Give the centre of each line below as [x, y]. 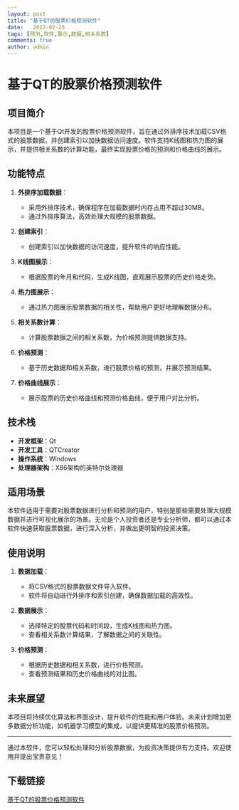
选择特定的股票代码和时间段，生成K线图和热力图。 [102, 626]
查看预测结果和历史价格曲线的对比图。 [84, 674]
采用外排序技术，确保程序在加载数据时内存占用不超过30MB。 [118, 207]
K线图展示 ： [36, 261]
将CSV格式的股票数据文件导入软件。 [81, 587]
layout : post [27, 14]
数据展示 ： [33, 611]
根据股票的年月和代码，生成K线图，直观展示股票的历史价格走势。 [124, 277]
